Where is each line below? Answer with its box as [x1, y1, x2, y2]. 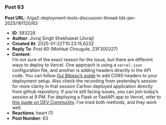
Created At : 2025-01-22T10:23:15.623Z [12, 41, 94, 47]
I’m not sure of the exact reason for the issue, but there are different [12, 57, 153, 63]
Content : [12, 51, 31, 57]
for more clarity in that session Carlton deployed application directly [12, 83, 153, 89]
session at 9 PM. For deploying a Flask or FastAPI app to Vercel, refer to [12, 94, 161, 100]
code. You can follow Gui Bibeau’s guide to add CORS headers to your [12, 73, 157, 79]
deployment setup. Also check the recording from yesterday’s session [12, 78, 157, 84]
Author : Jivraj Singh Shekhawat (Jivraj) [12, 35, 94, 41]
